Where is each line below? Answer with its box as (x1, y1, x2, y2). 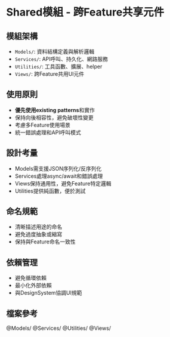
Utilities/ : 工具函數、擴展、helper (14, 63, 103, 70)
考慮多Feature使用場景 (14, 121, 70, 128)
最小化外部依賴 (14, 282, 52, 289)
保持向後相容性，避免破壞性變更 (14, 114, 94, 121)
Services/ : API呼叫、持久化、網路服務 (14, 55, 109, 63)
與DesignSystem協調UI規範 (14, 289, 82, 296)
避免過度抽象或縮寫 (14, 231, 63, 238)
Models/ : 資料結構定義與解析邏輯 (14, 48, 94, 55)
